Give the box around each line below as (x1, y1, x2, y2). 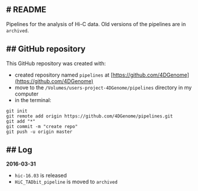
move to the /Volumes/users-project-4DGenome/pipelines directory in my (14, 84, 192, 91)
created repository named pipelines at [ (14, 71, 113, 78)
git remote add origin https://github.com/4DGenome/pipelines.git (6, 113, 173, 119)
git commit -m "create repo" (6, 123, 78, 129)
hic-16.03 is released (14, 172, 67, 179)
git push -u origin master (6, 129, 73, 135)
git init (6, 108, 28, 114)
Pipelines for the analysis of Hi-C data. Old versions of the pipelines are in (6, 20, 186, 27)
